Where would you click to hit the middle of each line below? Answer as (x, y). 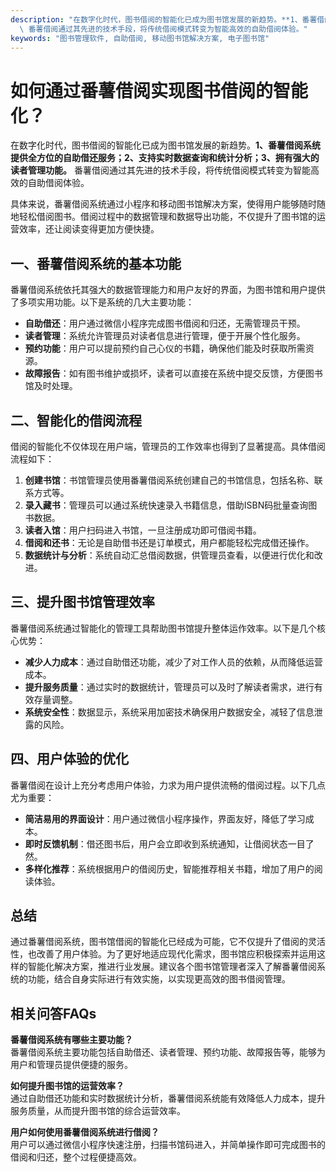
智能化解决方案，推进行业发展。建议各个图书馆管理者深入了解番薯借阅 (172, 967)
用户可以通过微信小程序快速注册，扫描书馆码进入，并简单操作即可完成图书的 (168, 1145)
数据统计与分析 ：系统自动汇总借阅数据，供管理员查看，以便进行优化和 (169, 555)
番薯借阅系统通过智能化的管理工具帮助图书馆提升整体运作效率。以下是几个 (163, 628)
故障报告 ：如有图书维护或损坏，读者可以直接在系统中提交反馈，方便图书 (173, 373)
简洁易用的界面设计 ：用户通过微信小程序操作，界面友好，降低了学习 (165, 818)
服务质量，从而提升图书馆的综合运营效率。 (98, 1111)
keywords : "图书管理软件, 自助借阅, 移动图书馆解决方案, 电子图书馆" (140, 38)
